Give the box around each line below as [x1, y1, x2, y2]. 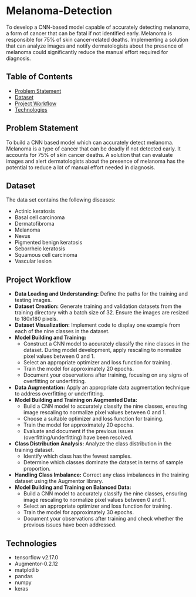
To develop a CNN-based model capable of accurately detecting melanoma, [6, 24, 191, 31]
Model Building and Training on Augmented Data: [14, 397, 138, 404]
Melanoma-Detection [6, 4, 113, 18]
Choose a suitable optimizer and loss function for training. [23, 415, 164, 422]
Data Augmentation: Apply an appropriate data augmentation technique [14, 384, 190, 391]
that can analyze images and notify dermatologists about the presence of [6, 42, 184, 49]
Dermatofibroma [14, 220, 55, 227]
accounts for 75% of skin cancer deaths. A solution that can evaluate [6, 151, 173, 158]
